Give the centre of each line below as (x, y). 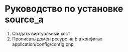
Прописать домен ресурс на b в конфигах (57, 39)
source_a (24, 19)
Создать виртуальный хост (41, 33)
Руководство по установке (64, 9)
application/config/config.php (43, 44)
